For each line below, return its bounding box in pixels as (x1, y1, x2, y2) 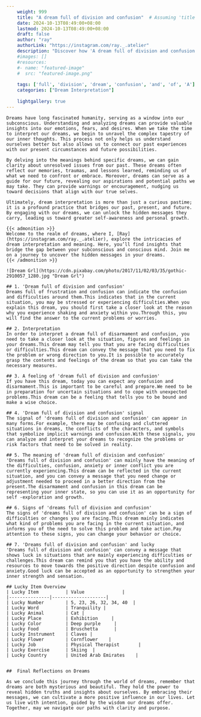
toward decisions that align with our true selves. (6, 188, 138, 194)
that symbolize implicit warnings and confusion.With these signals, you (6, 431, 196, 437)
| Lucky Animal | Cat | (6, 610, 85, 616)
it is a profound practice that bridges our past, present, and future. (6, 204, 193, 211)
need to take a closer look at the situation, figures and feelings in (6, 336, 190, 342)
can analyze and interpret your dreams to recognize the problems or (6, 436, 185, 442)
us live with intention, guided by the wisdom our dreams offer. (6, 700, 173, 706)
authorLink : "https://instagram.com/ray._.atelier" (17, 43, 149, 49)
